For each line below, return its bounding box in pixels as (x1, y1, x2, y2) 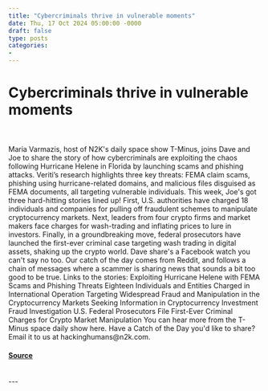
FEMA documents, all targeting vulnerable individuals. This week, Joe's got (8, 186, 257, 197)
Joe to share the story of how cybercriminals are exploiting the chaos (8, 153, 238, 162)
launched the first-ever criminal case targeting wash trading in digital (8, 238, 237, 247)
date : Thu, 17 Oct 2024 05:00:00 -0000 (8, 19, 142, 27)
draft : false (8, 26, 52, 35)
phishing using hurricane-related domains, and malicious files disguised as (8, 178, 256, 188)
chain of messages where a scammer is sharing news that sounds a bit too (8, 263, 256, 273)
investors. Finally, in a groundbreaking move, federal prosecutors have (8, 230, 242, 239)
